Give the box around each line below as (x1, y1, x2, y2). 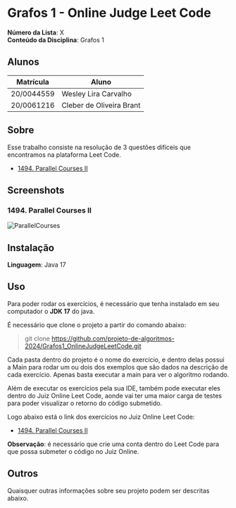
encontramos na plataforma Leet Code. (7, 150, 122, 159)
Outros (7, 468, 39, 480)
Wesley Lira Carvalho (61, 89, 132, 99)
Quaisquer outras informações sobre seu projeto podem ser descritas (7, 486, 210, 495)
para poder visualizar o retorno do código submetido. (7, 399, 163, 407)
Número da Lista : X (7, 28, 65, 37)
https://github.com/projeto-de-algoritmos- (51, 334, 175, 343)
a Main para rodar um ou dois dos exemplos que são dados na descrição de (7, 362, 228, 371)
